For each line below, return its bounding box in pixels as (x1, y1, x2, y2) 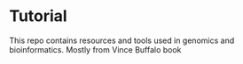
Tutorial (9, 6, 68, 26)
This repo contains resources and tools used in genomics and (9, 35, 235, 46)
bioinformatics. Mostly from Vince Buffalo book (9, 44, 182, 54)
